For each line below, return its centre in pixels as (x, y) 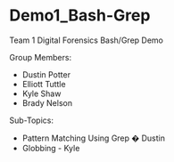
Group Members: (41, 57)
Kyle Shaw (41, 93)
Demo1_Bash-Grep (80, 16)
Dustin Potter (46, 74)
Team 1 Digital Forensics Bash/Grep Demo (86, 40)
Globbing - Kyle (51, 148)
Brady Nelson (47, 102)
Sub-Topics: (31, 120)
